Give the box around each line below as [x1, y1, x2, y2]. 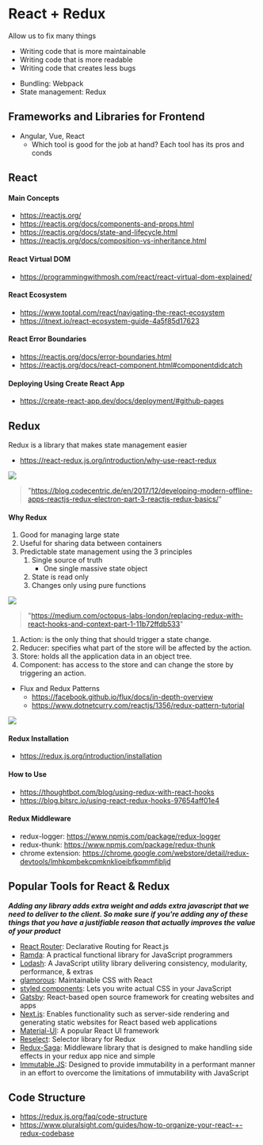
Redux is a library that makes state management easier [8, 440, 188, 449]
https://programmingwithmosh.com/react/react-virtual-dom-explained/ [19, 271, 253, 282]
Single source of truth [31, 555, 103, 565]
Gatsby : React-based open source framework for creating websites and [19, 992, 254, 1001]
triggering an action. [19, 668, 86, 678]
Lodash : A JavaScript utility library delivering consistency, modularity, [19, 958, 248, 968]
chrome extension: [19, 848, 81, 858]
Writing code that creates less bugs [19, 63, 136, 72]
